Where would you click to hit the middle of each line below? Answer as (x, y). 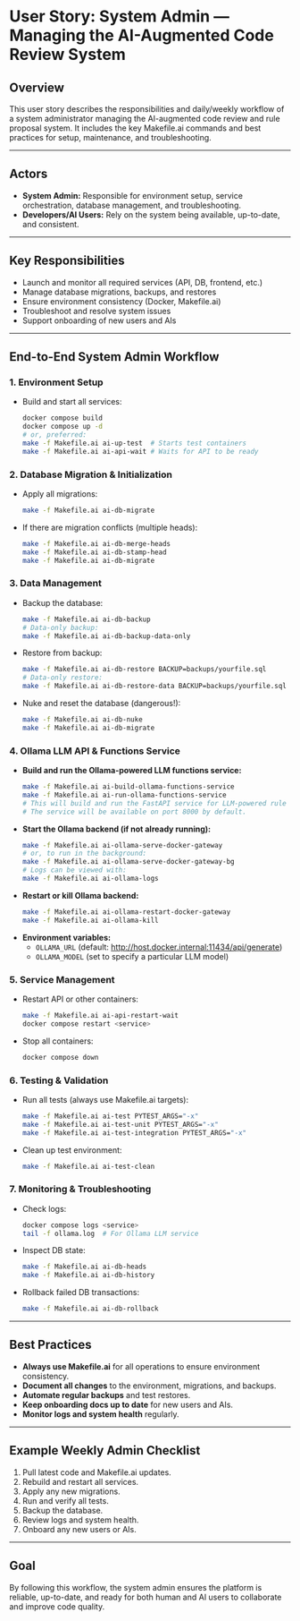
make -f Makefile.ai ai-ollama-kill (90, 920)
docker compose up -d (62, 427)
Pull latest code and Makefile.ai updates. (96, 1472)
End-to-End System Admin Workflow (114, 357)
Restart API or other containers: (80, 999)
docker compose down (60, 1057)
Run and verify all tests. (65, 1500)
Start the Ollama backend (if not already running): (117, 829)
